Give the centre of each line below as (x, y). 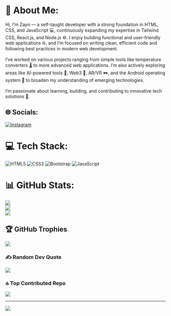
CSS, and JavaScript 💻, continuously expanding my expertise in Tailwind (82, 30)
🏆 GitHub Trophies (36, 229)
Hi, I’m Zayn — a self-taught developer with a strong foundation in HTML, (82, 24)
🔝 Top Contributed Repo (36, 283)
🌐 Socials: (22, 112)
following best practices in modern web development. (62, 48)
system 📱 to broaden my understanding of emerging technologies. (75, 80)
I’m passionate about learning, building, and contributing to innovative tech (84, 91)
